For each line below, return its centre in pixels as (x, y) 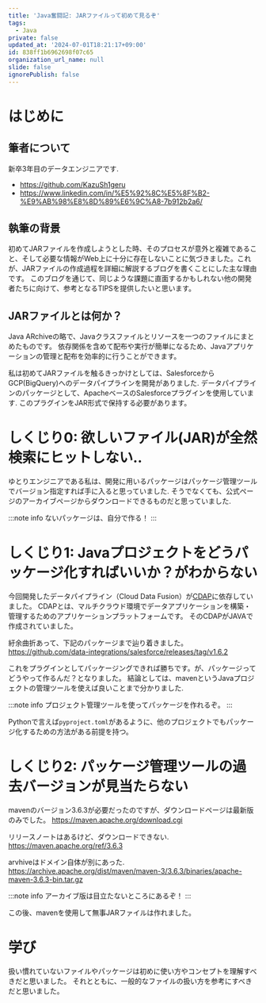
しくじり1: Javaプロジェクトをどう (122, 553)
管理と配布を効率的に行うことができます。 (112, 356)
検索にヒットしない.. (75, 458)
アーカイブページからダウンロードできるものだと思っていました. (126, 501)
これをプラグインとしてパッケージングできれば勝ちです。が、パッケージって (132, 668)
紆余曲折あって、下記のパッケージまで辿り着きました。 (98, 643)
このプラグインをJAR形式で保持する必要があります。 (105, 403)
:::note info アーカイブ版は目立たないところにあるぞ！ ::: (100, 896)
